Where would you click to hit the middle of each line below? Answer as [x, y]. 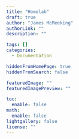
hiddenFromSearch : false [37, 72]
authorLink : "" [25, 28]
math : [13, 110]
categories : [21, 50]
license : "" [21, 127]
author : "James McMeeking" [40, 23]
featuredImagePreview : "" [38, 88]
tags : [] [17, 45]
